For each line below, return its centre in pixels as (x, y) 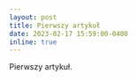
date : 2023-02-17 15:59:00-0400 (68, 33)
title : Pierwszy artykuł (55, 26)
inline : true (33, 42)
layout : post (33, 17)
